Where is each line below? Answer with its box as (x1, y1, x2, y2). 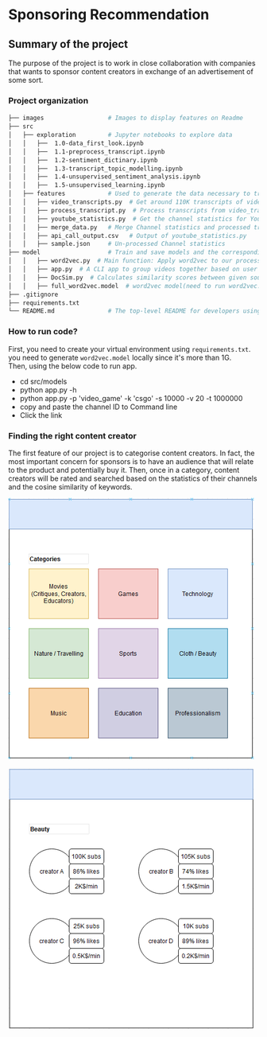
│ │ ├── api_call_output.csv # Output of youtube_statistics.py (8, 232, 247, 240)
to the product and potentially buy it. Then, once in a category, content (8, 465, 240, 474)
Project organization (8, 95, 89, 106)
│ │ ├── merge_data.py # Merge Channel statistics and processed (8, 223, 250, 232)
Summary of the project (8, 37, 129, 51)
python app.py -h (19, 384, 77, 395)
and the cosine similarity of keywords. (8, 481, 133, 491)
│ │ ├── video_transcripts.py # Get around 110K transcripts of (8, 198, 244, 206)
